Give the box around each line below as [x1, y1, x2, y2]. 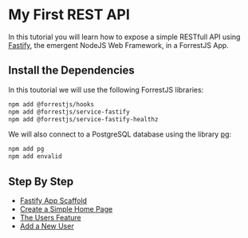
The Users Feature [19, 212, 81, 222]
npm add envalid [8, 153, 62, 161]
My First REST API [8, 6, 130, 24]
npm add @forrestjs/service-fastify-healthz [8, 115, 159, 123]
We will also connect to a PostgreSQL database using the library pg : [8, 129, 232, 139]
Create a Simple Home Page [19, 204, 113, 213]
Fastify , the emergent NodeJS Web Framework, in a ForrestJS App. [8, 40, 229, 50]
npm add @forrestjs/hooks [8, 100, 94, 109]
